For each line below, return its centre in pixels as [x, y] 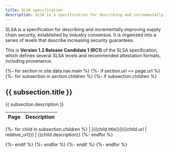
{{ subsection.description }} [35, 105]
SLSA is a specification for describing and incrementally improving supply [83, 29]
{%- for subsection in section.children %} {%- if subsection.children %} [81, 76]
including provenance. [29, 61]
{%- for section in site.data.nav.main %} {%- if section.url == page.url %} [83, 71]
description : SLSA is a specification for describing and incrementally [84, 15]
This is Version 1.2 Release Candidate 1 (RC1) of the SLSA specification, [82, 50]
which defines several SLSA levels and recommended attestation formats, [83, 55]
